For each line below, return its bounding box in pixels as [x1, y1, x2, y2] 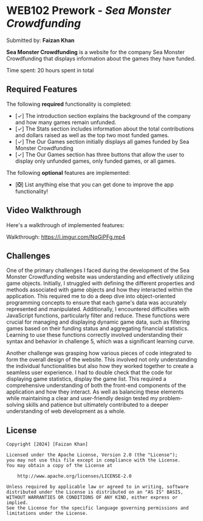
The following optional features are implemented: [6, 169, 131, 176]
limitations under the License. [6, 511, 88, 517]
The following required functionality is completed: [6, 100, 132, 107]
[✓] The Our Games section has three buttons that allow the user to [15, 151, 184, 158]
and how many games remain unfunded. [15, 118, 117, 126]
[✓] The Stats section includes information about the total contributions [15, 125, 194, 132]
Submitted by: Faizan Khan [6, 36, 75, 44]
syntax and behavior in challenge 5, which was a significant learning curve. [6, 338, 194, 345]
